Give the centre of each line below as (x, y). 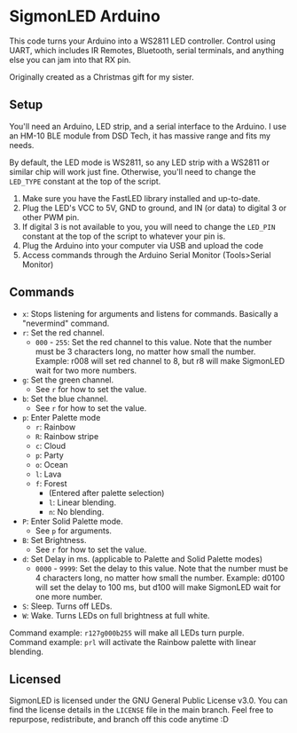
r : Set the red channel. (63, 332)
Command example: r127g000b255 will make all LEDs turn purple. (127, 633)
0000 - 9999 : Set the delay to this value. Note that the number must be (161, 568)
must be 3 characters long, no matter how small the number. (145, 351)
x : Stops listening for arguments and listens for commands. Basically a (150, 313)
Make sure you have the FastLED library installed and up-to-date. (141, 198)
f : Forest (51, 483)
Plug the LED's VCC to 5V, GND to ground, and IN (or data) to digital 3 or (154, 208)
